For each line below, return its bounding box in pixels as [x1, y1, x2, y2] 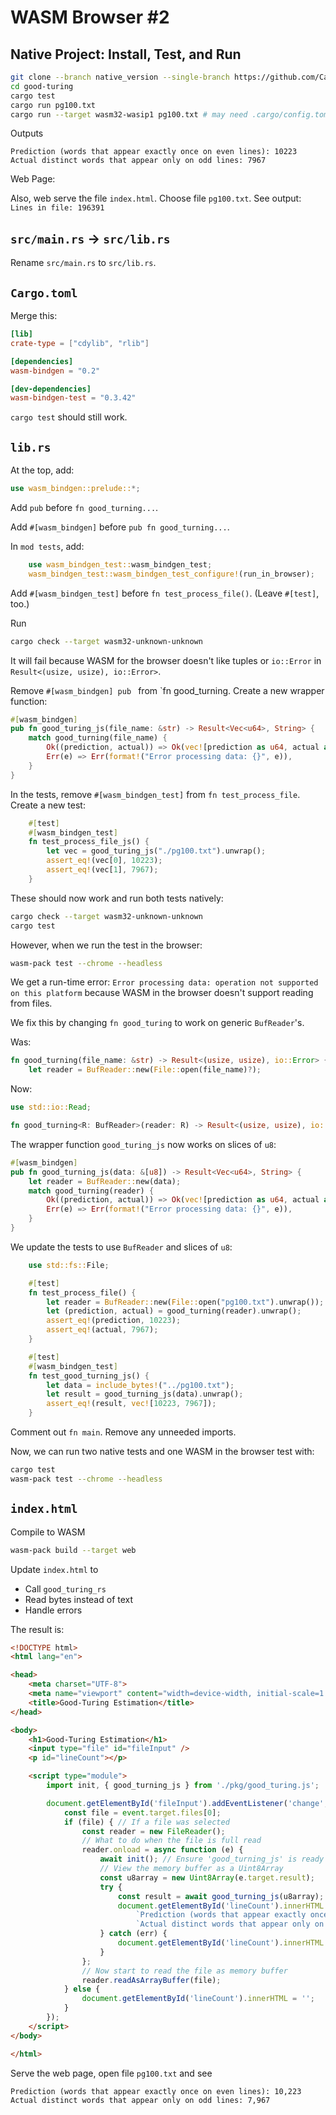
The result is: [10, 1623, 65, 1635]
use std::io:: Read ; [10, 1102, 92, 1113]
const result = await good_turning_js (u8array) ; [117, 1891, 325, 1901]
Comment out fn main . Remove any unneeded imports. [10, 1426, 237, 1438]
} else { [63, 1984, 101, 1995]
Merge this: [10, 310, 58, 321]
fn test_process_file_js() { [28, 837, 150, 847]
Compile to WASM [10, 1526, 86, 1538]
